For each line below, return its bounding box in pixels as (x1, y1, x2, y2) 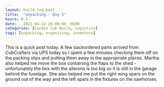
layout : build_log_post (5, 7, 55, 12)
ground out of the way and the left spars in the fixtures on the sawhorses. (5, 76, 158, 82)
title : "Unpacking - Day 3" (5, 12, 66, 17)
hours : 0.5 (5, 16, 28, 21)
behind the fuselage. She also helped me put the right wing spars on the (5, 71, 155, 76)
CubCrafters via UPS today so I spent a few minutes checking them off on (5, 49, 158, 55)
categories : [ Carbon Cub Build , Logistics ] (5, 26, 98, 31)
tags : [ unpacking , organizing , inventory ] (5, 30, 96, 35)
